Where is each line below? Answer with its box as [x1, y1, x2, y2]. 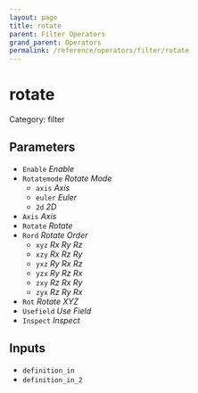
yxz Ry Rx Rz [35, 258, 83, 268]
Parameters [9, 140, 76, 155]
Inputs [9, 340, 46, 356]
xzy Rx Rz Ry [35, 249, 83, 259]
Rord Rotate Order [21, 229, 88, 241]
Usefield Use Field [21, 305, 92, 316]
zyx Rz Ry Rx [35, 286, 83, 297]
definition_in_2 [21, 375, 83, 384]
